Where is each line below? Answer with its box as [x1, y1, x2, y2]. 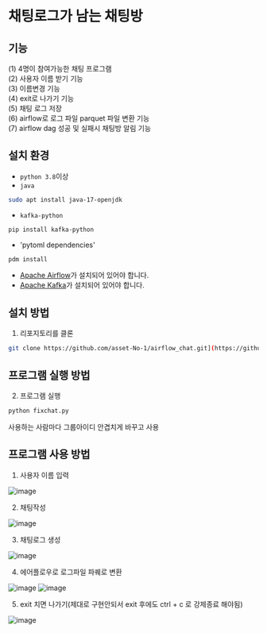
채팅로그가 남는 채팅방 [8, 7, 143, 25]
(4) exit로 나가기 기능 [8, 94, 74, 103]
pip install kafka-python [8, 226, 94, 234]
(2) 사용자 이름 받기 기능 [8, 74, 83, 83]
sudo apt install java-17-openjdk [8, 195, 123, 203]
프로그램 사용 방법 [8, 448, 91, 461]
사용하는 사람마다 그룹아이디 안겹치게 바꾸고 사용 [8, 422, 160, 431]
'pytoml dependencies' [19, 240, 95, 249]
